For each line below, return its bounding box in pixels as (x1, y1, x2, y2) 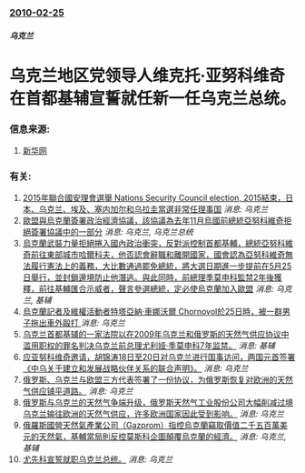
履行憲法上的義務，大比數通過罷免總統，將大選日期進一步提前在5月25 (30, 261, 292, 272)
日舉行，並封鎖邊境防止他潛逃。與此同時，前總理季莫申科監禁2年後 (22, 272, 275, 283)
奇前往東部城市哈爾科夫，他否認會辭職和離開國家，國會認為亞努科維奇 (22, 249, 286, 260)
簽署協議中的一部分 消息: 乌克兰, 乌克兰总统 (30, 226, 193, 237)
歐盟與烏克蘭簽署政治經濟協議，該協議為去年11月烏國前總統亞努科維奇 (22, 216, 284, 226)
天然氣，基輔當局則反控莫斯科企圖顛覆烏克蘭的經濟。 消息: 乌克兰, (38, 431, 287, 442)
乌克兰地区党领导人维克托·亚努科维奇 (9, 65, 286, 86)
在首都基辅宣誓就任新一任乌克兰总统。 (9, 88, 297, 108)
